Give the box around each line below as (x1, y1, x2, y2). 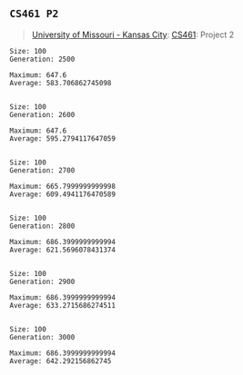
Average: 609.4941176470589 (9, 190, 116, 199)
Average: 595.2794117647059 (9, 133, 116, 143)
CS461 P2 (9, 7, 59, 21)
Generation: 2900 (9, 277, 76, 286)
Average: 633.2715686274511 (9, 301, 116, 310)
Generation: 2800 (9, 222, 76, 231)
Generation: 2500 (9, 54, 76, 64)
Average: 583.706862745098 (9, 78, 112, 87)
